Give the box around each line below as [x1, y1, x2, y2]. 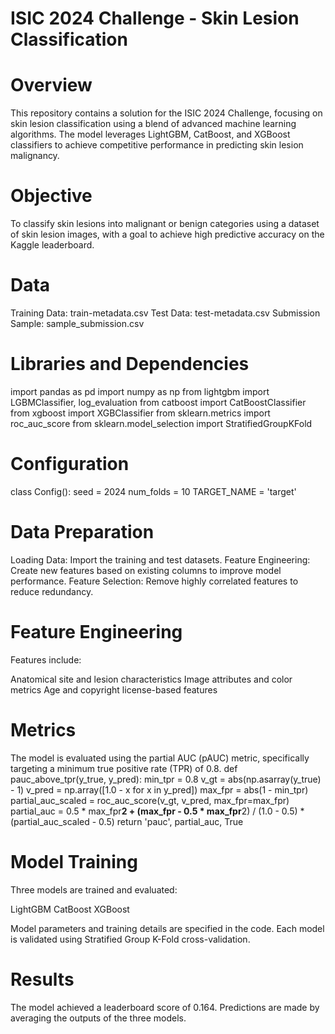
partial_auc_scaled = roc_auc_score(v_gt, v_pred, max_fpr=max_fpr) [10, 794, 290, 806]
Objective [10, 185, 93, 207]
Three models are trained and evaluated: [10, 883, 178, 896]
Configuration [10, 453, 130, 476]
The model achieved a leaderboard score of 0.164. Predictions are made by [10, 1001, 320, 1013]
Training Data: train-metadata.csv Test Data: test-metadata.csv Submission [10, 307, 321, 319]
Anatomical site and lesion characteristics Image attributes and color [10, 673, 293, 685]
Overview [10, 74, 93, 97]
